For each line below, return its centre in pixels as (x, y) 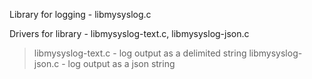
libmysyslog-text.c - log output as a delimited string (140, 53)
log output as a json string (121, 63)
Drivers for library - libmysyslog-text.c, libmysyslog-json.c (129, 33)
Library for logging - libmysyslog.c (80, 14)
